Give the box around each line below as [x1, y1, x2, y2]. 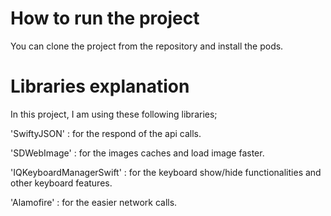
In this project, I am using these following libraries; [10, 108, 218, 120]
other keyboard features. [10, 177, 113, 189]
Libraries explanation [10, 75, 190, 98]
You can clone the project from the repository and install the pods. [10, 40, 284, 52]
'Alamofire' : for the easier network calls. [10, 196, 178, 208]
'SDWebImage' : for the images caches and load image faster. [10, 147, 265, 159]
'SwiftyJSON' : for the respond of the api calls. [10, 127, 202, 139]
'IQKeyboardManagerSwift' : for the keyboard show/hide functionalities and [10, 166, 322, 178]
